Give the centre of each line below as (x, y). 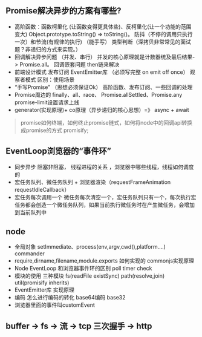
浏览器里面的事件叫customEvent (54, 305)
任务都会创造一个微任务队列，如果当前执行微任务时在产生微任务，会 (99, 204)
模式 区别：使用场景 (50, 79)
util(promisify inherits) (42, 283)
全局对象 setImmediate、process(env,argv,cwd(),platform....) (90, 247)
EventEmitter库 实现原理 (44, 290)
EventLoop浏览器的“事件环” (58, 151)
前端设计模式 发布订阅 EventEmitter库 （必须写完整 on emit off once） (101, 72)
